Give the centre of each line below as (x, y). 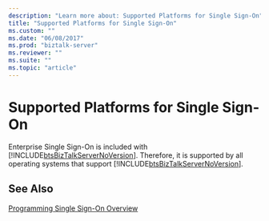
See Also (31, 189)
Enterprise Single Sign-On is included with (78, 147)
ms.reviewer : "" (35, 53)
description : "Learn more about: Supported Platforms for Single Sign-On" (136, 16)
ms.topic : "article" (43, 68)
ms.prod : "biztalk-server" (53, 46)
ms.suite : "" (30, 61)
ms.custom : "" (32, 30)
